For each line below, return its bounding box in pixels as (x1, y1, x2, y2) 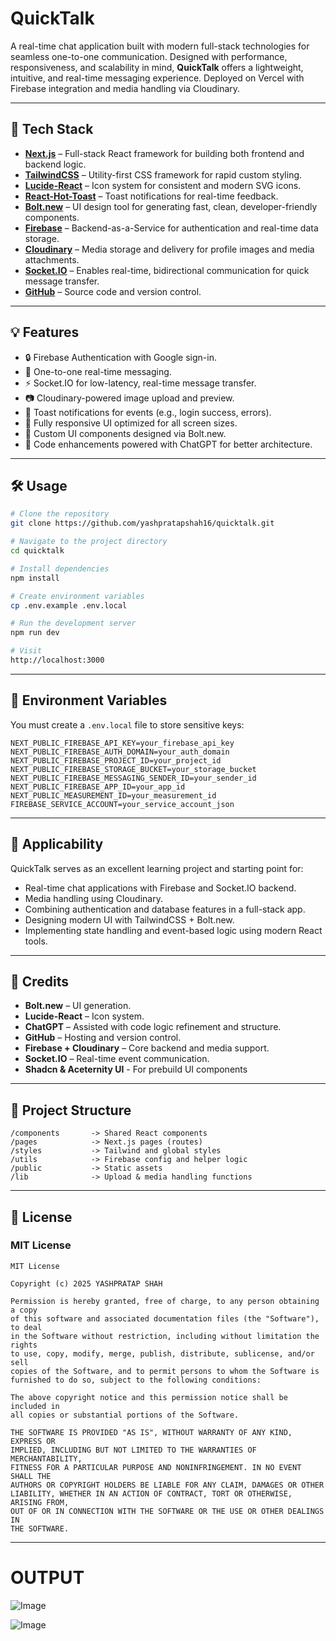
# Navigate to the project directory (10, 537, 168, 547)
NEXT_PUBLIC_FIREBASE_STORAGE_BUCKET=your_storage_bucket (10, 764, 257, 774)
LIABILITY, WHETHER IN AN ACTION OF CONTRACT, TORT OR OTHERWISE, (10, 1488, 293, 1499)
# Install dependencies (10, 563, 110, 574)
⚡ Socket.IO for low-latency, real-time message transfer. (24, 377, 257, 389)
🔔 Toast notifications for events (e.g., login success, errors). (24, 406, 272, 418)
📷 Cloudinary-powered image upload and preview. (24, 392, 235, 404)
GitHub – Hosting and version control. (24, 1032, 182, 1044)
